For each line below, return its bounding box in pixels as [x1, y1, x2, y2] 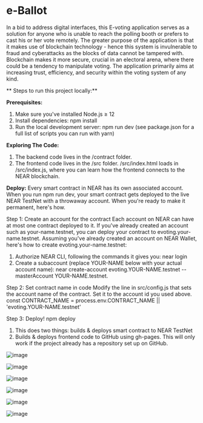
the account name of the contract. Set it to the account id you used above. [6, 290, 192, 298]
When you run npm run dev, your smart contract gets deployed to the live [6, 190, 190, 198]
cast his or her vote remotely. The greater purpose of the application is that [6, 36, 194, 44]
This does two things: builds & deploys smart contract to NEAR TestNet [15, 327, 193, 334]
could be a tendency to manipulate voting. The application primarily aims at [6, 62, 195, 70]
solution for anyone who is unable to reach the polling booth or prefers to [6, 30, 189, 37]
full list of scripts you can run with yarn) [15, 130, 115, 137]
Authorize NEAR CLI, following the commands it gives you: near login [15, 253, 188, 260]
